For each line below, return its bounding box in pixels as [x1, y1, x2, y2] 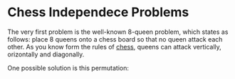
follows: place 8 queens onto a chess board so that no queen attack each [7, 35, 223, 43]
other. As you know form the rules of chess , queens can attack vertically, [7, 42, 222, 51]
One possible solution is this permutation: [7, 63, 130, 72]
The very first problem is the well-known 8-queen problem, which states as [7, 28, 229, 36]
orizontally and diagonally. [7, 50, 85, 59]
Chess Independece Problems [7, 4, 189, 20]
